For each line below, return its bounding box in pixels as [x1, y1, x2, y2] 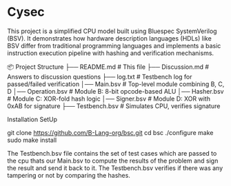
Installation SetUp [7, 115, 57, 123]
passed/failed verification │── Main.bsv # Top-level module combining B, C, [7, 80, 225, 88]
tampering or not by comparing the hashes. [7, 171, 131, 179]
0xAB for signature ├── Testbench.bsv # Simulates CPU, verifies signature [7, 101, 221, 110]
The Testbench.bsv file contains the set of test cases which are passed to [7, 149, 217, 157]
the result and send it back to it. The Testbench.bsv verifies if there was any [7, 163, 223, 172]
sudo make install [7, 136, 57, 144]
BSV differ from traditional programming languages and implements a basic [7, 41, 221, 50]
